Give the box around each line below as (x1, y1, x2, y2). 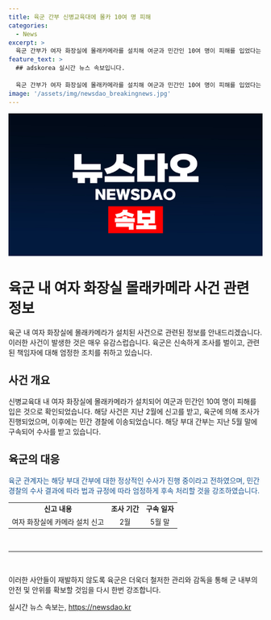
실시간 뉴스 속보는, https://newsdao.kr (8, 602, 131, 612)
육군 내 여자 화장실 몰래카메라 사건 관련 (8, 279, 250, 298)
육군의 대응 (8, 452, 60, 467)
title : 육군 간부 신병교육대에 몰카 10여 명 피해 (8, 13, 152, 21)
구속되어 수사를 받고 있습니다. (8, 427, 102, 436)
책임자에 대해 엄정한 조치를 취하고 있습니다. (16, 347, 153, 357)
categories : (8, 21, 48, 30)
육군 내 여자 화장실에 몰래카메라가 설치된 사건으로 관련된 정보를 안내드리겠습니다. (8, 327, 263, 337)
